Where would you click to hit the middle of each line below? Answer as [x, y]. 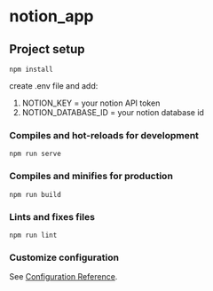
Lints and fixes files [52, 216]
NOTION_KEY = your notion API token [91, 103]
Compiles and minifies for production [91, 177]
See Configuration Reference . [63, 277]
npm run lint [33, 235]
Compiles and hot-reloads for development [104, 135]
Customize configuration [64, 257]
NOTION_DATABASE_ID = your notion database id [113, 112]
